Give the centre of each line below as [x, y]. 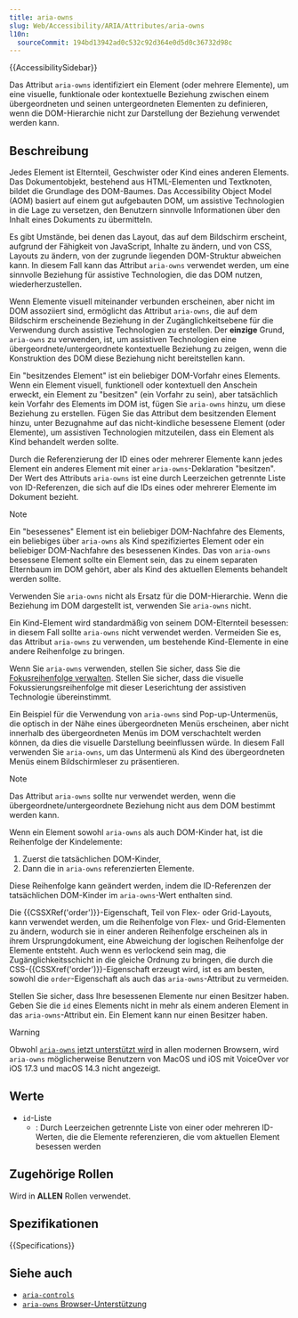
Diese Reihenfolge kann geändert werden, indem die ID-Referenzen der [140, 886]
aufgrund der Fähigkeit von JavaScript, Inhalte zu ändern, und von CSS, [141, 247]
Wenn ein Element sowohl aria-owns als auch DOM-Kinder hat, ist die [136, 832]
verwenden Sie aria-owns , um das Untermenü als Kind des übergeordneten [147, 752]
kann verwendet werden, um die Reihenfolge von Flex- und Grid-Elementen [148, 922]
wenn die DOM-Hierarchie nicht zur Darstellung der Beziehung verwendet [145, 113]
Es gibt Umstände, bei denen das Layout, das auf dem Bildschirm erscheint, [148, 237]
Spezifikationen [54, 1224]
